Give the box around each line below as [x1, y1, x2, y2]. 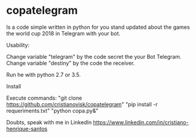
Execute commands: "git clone [6, 94, 83, 101]
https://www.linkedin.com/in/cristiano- [93, 118, 189, 126]
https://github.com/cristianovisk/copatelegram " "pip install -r [6, 100, 158, 108]
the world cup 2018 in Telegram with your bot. [6, 29, 121, 37]
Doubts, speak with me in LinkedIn [6, 118, 92, 126]
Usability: [6, 41, 30, 49]
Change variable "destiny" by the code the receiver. [6, 59, 135, 67]
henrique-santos [6, 125, 48, 132]
